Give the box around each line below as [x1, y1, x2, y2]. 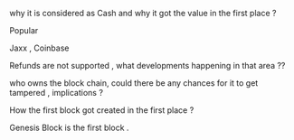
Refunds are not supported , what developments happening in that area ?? [9, 61, 286, 70]
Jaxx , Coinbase [9, 42, 70, 53]
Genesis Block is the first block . [9, 122, 129, 133]
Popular [9, 25, 39, 35]
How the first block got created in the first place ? [9, 105, 194, 116]
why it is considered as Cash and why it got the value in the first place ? [9, 8, 277, 18]
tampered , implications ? [9, 88, 104, 98]
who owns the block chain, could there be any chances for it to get [9, 78, 259, 89]
